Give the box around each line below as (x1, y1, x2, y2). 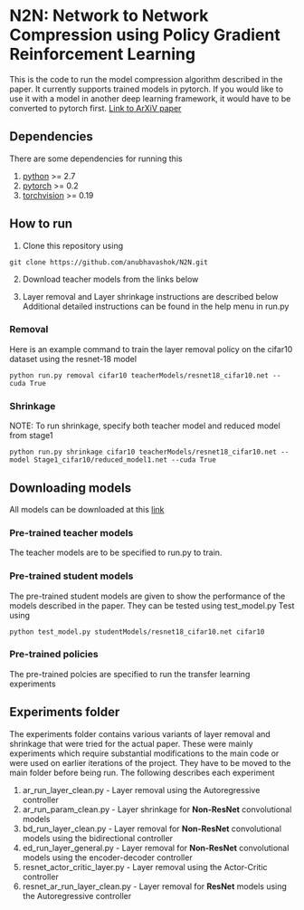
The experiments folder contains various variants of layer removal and (9, 728, 271, 739)
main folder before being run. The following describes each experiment (9, 767, 275, 778)
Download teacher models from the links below (22, 273, 199, 284)
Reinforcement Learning (9, 44, 196, 64)
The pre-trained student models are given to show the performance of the (9, 590, 286, 601)
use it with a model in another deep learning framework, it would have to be (9, 92, 291, 104)
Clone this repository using (22, 240, 124, 251)
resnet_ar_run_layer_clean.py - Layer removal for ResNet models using (22, 880, 288, 892)
